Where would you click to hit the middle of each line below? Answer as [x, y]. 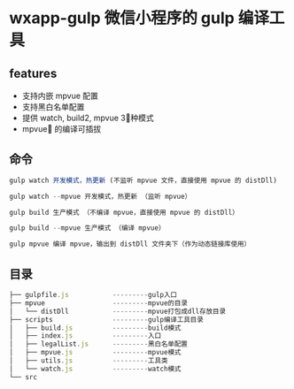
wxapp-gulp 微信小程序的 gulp [122, 18]
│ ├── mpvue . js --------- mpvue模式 [95, 353]
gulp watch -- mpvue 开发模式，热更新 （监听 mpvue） [101, 196]
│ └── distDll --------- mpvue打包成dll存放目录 [118, 311]
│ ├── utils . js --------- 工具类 [89, 361]
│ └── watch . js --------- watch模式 [95, 369]
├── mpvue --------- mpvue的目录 [99, 303]
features [33, 73]
